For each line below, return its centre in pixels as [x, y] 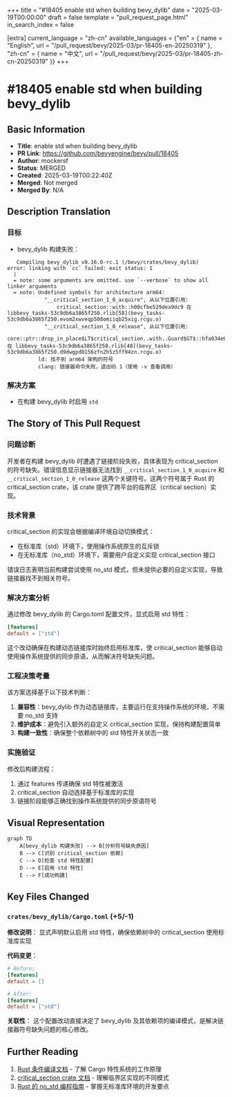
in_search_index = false [41, 25]
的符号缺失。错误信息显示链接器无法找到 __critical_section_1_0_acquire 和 [116, 470]
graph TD [20, 839]
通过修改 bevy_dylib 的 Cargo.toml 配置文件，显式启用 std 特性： [99, 614]
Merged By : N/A [40, 190]
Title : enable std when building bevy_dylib [77, 146]
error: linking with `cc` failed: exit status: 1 [80, 268]
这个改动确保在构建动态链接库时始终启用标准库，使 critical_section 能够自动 [115, 648]
